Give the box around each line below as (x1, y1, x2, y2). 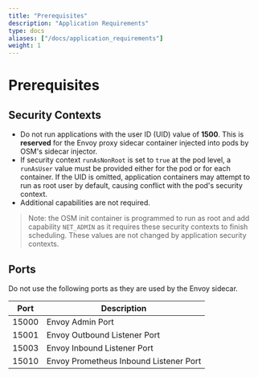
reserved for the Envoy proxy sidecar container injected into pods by (19, 138, 249, 148)
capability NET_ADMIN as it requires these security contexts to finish (27, 222, 248, 232)
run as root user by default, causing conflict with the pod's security (19, 181, 244, 191)
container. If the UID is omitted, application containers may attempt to (19, 172, 251, 182)
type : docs (8, 27, 45, 35)
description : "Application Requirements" (8, 19, 149, 27)
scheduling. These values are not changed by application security (27, 231, 247, 240)
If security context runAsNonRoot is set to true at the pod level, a (19, 155, 231, 165)
